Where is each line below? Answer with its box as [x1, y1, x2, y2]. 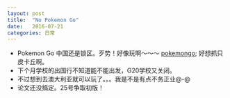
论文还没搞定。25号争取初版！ [17, 84, 104, 92]
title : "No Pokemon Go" [7, 17, 79, 23]
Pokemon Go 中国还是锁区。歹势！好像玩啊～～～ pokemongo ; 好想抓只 [17, 49, 224, 57]
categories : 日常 [7, 29, 56, 37]
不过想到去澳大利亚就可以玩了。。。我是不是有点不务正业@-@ [17, 75, 191, 84]
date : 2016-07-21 [7, 23, 64, 30]
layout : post [7, 10, 45, 17]
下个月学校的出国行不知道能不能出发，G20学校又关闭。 [17, 66, 176, 75]
